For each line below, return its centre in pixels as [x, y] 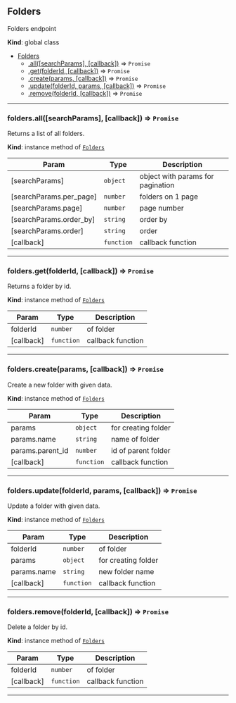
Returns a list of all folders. [46, 134]
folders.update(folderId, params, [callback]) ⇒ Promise [102, 490]
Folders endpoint [32, 28]
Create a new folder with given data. [60, 385]
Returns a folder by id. [39, 286]
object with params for [177, 177]
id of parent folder [141, 450]
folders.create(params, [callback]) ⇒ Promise [85, 369]
